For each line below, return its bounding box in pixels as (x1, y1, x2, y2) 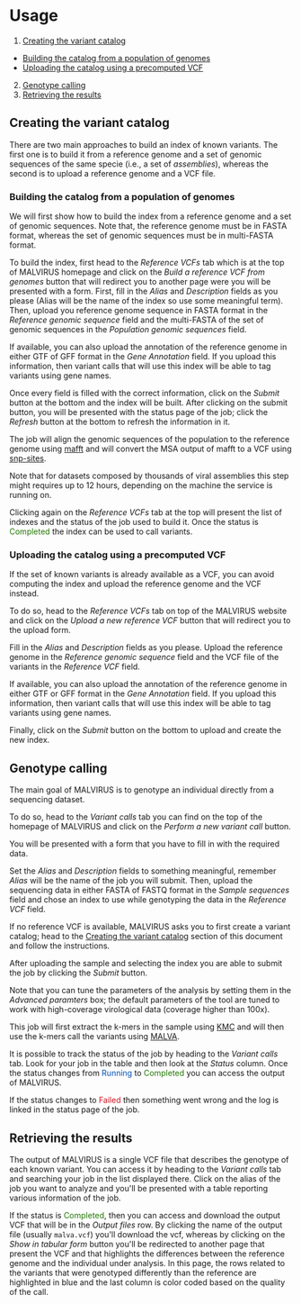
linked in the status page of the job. (9, 1104, 140, 1115)
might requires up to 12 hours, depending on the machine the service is (9, 480, 273, 491)
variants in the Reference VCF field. (9, 661, 141, 672)
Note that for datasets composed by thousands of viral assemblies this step (9, 470, 289, 482)
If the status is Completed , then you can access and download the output (9, 1209, 281, 1220)
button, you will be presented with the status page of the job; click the (9, 407, 269, 418)
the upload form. (9, 625, 72, 636)
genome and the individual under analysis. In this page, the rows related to (9, 1257, 286, 1268)
